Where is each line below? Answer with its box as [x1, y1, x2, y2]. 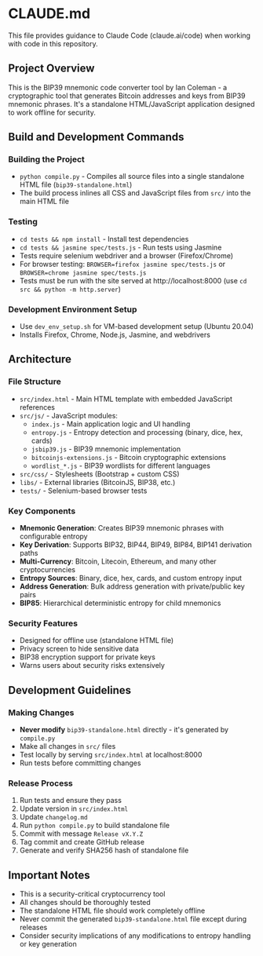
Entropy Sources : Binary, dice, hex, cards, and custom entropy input [19, 574, 242, 583]
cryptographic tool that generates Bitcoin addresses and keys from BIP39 [8, 91, 246, 100]
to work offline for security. [8, 108, 96, 117]
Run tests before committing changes [19, 758, 141, 768]
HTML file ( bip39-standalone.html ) [19, 180, 133, 189]
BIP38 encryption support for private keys [19, 652, 155, 662]
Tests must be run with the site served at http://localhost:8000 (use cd [19, 275, 247, 285]
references [19, 402, 55, 412]
